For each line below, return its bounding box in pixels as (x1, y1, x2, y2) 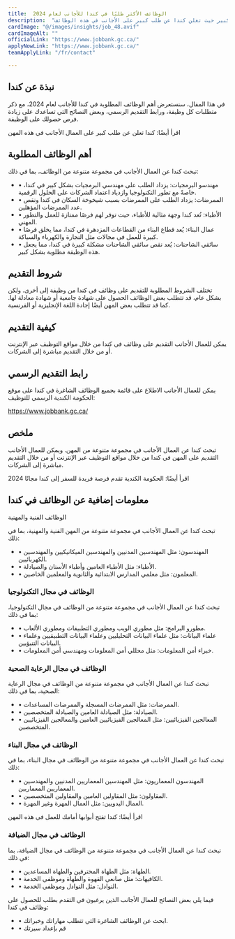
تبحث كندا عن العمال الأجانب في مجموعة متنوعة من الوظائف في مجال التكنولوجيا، (8, 602, 220, 611)
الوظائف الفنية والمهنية (8, 513, 67, 521)
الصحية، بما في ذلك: (8, 687, 60, 695)
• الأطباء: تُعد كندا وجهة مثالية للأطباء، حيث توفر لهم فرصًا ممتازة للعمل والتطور (17, 210, 222, 219)
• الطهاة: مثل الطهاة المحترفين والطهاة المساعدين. (17, 867, 151, 875)
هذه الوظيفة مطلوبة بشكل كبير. (17, 247, 100, 256)
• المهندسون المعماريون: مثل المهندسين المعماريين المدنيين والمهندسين (17, 777, 204, 785)
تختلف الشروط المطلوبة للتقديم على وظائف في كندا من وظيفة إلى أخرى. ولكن (8, 286, 213, 294)
